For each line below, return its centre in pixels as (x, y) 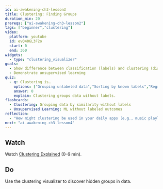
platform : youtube (28, 37)
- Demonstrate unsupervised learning (48, 73)
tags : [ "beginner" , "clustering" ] (39, 28)
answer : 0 (24, 91)
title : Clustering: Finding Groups (41, 14)
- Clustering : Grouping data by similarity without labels (70, 105)
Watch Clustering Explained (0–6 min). (43, 154)
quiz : (10, 77)
